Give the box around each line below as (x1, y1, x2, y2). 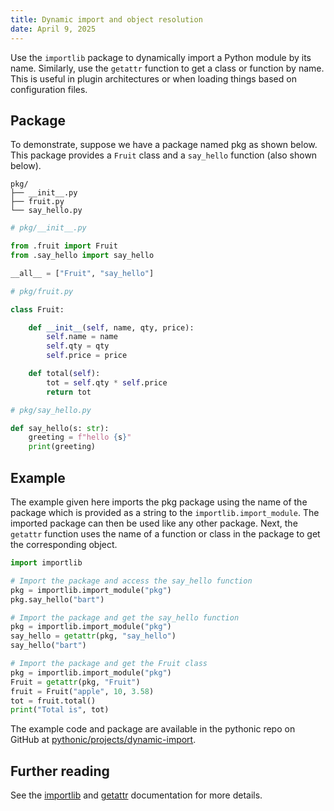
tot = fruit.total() (10, 696, 97, 706)
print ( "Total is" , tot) (10, 705, 110, 715)
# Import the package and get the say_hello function (10, 612, 240, 623)
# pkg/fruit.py (10, 286, 74, 296)
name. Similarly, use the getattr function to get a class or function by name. (10, 62, 325, 74)
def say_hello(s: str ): (10, 423, 110, 433)
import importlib (10, 558, 83, 568)
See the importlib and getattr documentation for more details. (10, 789, 263, 801)
